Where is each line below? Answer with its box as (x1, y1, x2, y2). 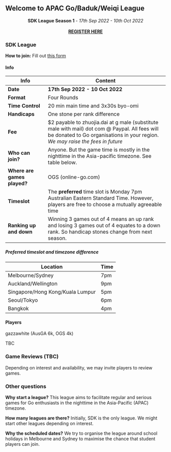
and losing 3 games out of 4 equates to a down (47, 222, 160, 229)
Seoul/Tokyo (8, 297, 38, 304)
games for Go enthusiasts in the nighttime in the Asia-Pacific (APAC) (5, 400, 149, 406)
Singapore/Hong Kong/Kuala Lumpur (8, 289, 96, 296)
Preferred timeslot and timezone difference (5, 249, 99, 255)
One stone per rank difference (47, 110, 120, 118)
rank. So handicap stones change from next (47, 229, 153, 236)
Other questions (5, 383, 47, 390)
